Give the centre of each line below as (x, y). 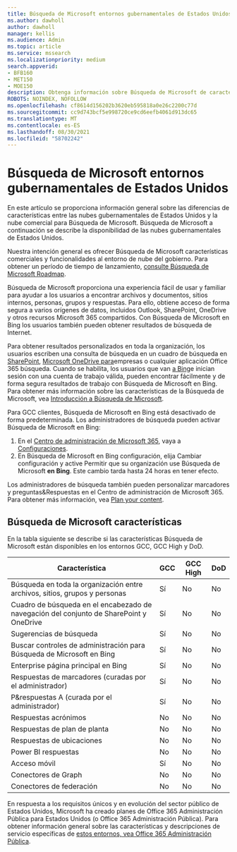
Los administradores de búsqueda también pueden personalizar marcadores (119, 485)
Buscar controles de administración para (78, 645)
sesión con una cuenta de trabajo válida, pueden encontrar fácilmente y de (116, 376)
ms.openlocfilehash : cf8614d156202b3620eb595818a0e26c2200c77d (102, 106)
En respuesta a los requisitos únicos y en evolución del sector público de (113, 804)
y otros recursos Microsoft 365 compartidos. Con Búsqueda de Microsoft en (119, 317)
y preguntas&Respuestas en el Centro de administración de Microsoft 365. (116, 492)
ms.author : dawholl (36, 20)
